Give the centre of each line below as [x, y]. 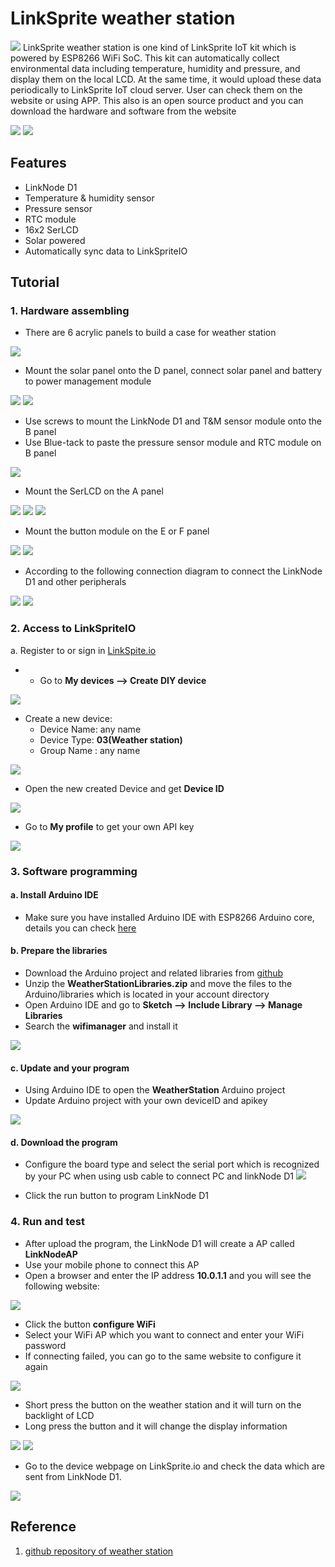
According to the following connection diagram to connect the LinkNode [173, 571]
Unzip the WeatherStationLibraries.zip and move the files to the [158, 984]
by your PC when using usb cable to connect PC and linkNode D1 [159, 1176]
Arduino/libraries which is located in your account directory [147, 994]
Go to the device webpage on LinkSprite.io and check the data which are [174, 1466]
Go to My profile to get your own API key [109, 826]
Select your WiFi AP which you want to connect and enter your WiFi [164, 1334]
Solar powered [55, 240]
